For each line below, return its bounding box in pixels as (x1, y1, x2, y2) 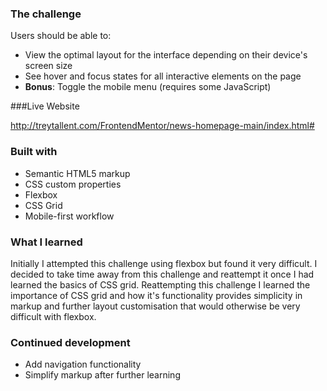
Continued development (10, 335, 131, 349)
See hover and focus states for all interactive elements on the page (24, 70, 302, 82)
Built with (10, 145, 58, 159)
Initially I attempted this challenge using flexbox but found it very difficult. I (10, 257, 318, 269)
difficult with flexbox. (10, 310, 97, 322)
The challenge (10, 7, 82, 21)
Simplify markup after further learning (24, 369, 181, 381)
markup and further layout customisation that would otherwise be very (10, 300, 301, 312)
